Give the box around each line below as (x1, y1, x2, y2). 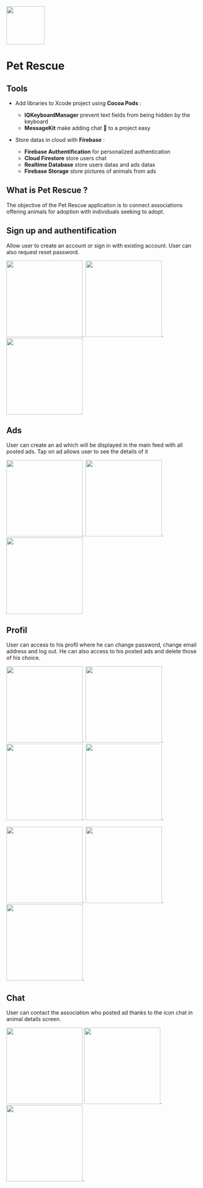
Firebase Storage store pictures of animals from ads (24, 167, 157, 175)
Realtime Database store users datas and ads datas (24, 161, 155, 168)
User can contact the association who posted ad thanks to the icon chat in (6, 1009, 193, 1016)
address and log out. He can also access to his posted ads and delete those (6, 648, 197, 655)
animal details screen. (6, 1016, 62, 1023)
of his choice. (6, 654, 41, 662)
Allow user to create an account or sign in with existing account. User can (6, 241, 192, 249)
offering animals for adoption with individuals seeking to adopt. (6, 208, 165, 215)
